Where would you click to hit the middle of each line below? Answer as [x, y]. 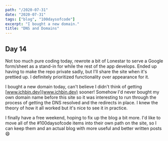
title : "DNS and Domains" [32, 29]
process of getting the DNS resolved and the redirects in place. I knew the [81, 102]
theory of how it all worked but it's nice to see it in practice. [66, 108]
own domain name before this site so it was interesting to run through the [81, 97]
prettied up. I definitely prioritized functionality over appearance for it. [77, 77]
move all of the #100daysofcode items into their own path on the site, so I [81, 123]
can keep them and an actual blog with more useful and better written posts [83, 128]
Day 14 [16, 49]
